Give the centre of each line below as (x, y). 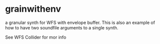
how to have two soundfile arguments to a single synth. (62, 27)
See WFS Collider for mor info (36, 37)
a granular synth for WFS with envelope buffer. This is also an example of (80, 22)
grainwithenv (33, 9)
